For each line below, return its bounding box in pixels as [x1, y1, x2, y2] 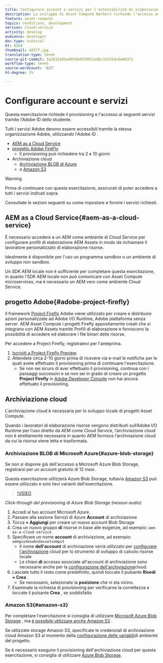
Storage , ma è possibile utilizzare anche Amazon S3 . [5, 618, 113, 624]
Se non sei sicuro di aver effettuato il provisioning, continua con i [19, 366, 149, 372]
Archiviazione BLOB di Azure [19, 161, 77, 167]
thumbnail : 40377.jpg [5, 48, 49, 52]
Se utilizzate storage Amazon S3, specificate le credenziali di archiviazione [5, 627, 155, 633]
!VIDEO [16, 490, 32, 496]
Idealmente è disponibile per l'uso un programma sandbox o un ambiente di [5, 254, 156, 259]
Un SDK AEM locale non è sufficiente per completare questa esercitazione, [5, 268, 155, 274]
